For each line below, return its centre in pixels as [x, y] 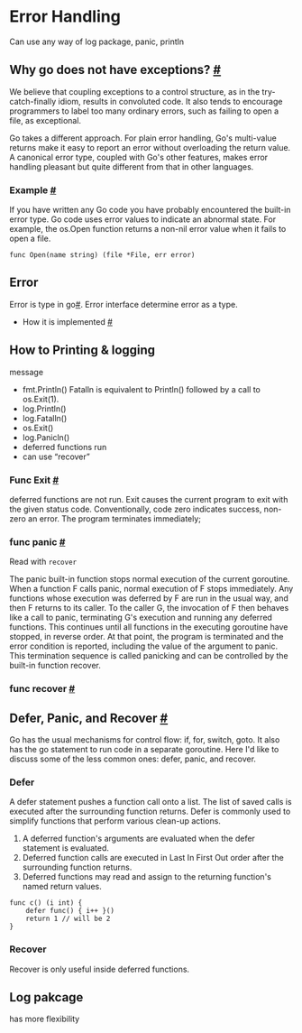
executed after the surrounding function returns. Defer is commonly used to [150, 812]
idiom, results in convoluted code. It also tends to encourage [170, 101]
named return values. [62, 887]
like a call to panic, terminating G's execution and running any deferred [141, 618]
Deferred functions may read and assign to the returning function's [147, 877]
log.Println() [44, 409]
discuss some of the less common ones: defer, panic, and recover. [133, 759]
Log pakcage [46, 997]
